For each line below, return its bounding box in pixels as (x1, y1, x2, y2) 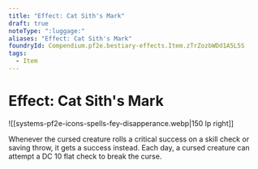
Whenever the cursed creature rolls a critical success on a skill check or (8, 134, 250, 144)
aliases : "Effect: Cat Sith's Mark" (8, 34, 132, 43)
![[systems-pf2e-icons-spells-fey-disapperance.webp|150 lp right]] (8, 118, 234, 128)
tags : (8, 49, 27, 57)
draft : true (8, 19, 49, 27)
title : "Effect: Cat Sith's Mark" (8, 11, 126, 20)
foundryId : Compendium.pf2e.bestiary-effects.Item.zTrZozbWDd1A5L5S (8, 42, 245, 50)
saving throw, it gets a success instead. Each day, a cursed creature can (8, 142, 250, 152)
